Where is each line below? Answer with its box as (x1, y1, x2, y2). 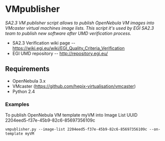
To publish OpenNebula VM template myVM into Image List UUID (5, 112, 138, 118)
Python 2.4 (12, 88, 35, 94)
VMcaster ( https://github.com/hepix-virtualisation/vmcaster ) (12, 83, 136, 89)
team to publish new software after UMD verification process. (5, 30, 131, 36)
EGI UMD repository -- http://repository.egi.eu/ (12, 50, 108, 56)
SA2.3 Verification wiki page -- (12, 40, 76, 46)
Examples (5, 100, 30, 107)
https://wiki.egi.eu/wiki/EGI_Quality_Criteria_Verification (12, 45, 125, 51)
